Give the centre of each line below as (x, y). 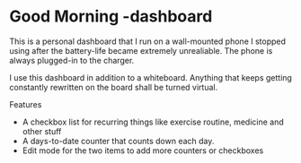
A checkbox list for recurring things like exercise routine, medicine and (153, 122)
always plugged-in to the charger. (72, 60)
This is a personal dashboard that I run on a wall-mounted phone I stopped (147, 41)
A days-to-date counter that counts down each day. (118, 141)
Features (26, 104)
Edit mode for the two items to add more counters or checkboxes (143, 150)
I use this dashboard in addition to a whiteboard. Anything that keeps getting (150, 77)
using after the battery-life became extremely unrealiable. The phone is (141, 50)
